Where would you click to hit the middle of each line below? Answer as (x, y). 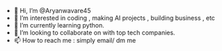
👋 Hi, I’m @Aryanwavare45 (52, 11)
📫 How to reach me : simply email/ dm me (75, 40)
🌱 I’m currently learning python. (59, 25)
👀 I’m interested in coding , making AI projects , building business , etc (114, 18)
